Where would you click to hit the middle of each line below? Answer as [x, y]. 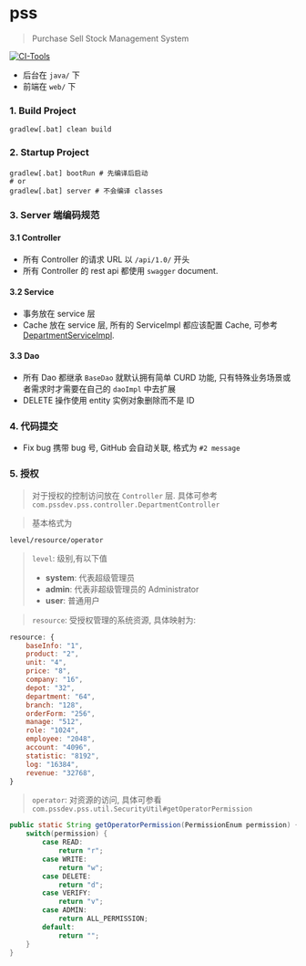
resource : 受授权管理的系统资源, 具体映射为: [114, 620]
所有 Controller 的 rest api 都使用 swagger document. [120, 270]
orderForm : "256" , [61, 714]
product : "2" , [52, 654]
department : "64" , [61, 697]
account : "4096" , [59, 748]
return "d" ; [81, 885]
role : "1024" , [52, 730]
